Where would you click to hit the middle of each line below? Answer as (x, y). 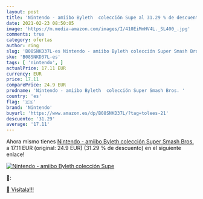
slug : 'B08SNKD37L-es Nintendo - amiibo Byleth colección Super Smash (97, 51)
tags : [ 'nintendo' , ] (35, 62)
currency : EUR (24, 74)
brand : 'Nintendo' (29, 107)
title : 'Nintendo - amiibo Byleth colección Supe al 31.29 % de (90, 18)
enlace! (15, 154)
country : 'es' (24, 96)
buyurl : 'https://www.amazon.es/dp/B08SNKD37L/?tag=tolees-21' (88, 113)
